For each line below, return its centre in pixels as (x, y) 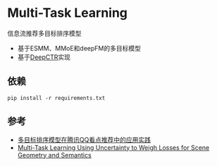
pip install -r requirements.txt (56, 98)
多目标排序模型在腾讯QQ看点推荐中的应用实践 (84, 139)
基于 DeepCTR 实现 (44, 57)
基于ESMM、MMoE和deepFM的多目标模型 (79, 48)
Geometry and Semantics (54, 155)
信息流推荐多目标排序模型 (44, 33)
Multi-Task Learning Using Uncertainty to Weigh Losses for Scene (113, 147)
